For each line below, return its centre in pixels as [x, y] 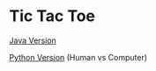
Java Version [33, 40]
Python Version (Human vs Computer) [78, 57]
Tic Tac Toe [52, 16]
